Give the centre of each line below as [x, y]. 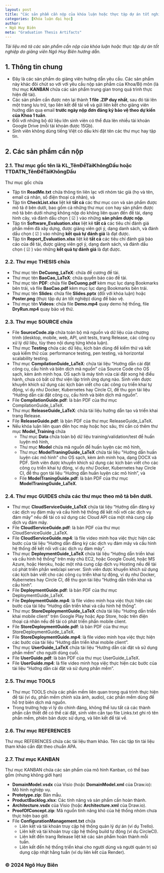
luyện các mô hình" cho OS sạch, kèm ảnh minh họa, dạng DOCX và [88, 458]
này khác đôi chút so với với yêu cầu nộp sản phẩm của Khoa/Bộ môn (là [85, 84]
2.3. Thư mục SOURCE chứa [39, 322]
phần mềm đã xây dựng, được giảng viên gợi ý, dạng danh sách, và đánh [85, 228]
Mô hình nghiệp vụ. [31, 790]
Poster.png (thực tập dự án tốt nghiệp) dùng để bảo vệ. [68, 298]
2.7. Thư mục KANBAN [32, 759]
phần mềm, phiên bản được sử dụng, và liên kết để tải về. [70, 718]
